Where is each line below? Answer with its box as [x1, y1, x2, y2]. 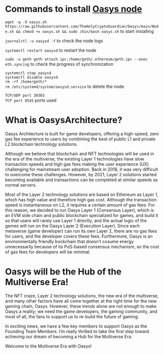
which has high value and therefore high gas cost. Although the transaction [5, 196, 157, 202]
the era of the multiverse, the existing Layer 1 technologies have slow [5, 156, 144, 162]
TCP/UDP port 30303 [5, 93, 45, 98]
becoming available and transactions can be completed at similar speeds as [5, 177, 158, 183]
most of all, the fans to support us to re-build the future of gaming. [5, 313, 140, 320]
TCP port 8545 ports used [5, 97, 57, 103]
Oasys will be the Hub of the [5, 266, 121, 277]
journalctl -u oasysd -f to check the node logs [5, 38, 103, 44]
